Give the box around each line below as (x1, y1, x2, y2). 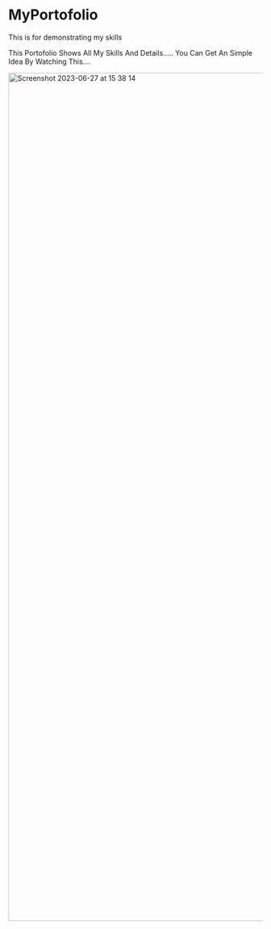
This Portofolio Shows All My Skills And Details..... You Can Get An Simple (8, 48, 252, 57)
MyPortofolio (8, 6, 98, 24)
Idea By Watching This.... (8, 57, 91, 66)
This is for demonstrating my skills (8, 32, 123, 42)
